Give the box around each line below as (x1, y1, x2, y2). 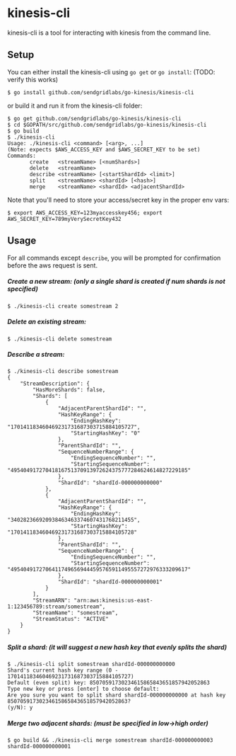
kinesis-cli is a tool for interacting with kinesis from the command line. (7, 28, 211, 37)
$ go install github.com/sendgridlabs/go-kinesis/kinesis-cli (7, 88, 194, 96)
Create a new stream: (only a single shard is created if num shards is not (7, 277, 226, 286)
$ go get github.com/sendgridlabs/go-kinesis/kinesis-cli (7, 115, 182, 122)
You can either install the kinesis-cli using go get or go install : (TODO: (7, 67, 216, 76)
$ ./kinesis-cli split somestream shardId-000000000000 (7, 660, 175, 668)
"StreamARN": (33, 597, 71, 605)
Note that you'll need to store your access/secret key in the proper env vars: (7, 195, 230, 204)
